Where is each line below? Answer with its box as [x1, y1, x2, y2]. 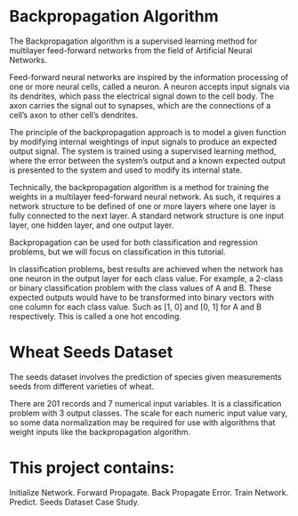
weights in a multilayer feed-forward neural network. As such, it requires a [9, 191, 282, 202]
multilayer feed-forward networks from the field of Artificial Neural [9, 44, 253, 55]
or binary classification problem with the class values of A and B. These [9, 282, 272, 293]
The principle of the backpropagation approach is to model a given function [9, 126, 286, 137]
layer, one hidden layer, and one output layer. [9, 220, 174, 230]
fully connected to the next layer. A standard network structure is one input [9, 210, 285, 221]
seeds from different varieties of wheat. [9, 381, 155, 391]
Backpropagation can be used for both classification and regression [9, 237, 258, 247]
